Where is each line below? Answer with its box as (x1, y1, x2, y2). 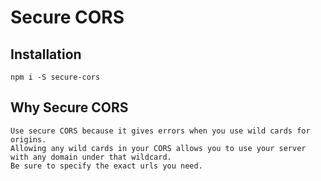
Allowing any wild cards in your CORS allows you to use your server (10, 143, 307, 153)
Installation (10, 46, 82, 63)
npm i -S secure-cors (10, 72, 101, 82)
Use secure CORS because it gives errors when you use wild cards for (10, 126, 311, 136)
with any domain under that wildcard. (10, 152, 172, 162)
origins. (10, 134, 47, 145)
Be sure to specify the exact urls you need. (10, 161, 203, 171)
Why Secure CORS (10, 99, 129, 116)
